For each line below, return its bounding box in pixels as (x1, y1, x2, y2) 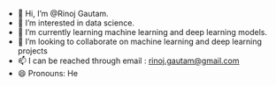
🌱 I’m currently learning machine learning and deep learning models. (17, 27, 268, 37)
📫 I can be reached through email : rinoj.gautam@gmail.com (17, 55, 240, 66)
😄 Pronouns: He (17, 68, 78, 78)
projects (17, 46, 49, 56)
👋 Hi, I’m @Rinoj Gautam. (17, 9, 109, 18)
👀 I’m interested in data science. (17, 18, 135, 28)
